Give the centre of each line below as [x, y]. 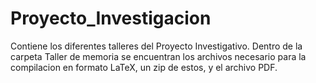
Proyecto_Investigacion [111, 18]
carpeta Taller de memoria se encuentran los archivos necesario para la [158, 56]
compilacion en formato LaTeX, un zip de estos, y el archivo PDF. [144, 67]
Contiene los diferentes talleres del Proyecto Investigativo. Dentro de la [156, 46]
